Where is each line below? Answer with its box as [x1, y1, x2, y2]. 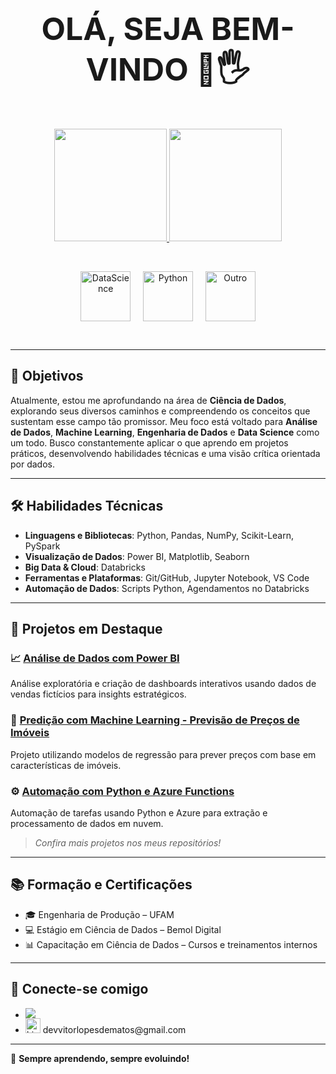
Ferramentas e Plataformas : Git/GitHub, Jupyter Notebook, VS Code [24, 571, 310, 584]
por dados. [10, 458, 55, 470]
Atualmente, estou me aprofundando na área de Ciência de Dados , [10, 394, 287, 406]
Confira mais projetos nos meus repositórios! [34, 836, 222, 849]
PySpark [24, 540, 61, 552]
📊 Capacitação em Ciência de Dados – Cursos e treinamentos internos [24, 938, 318, 950]
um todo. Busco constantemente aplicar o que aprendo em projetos [10, 436, 289, 449]
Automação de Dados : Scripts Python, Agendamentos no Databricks [24, 582, 310, 594]
